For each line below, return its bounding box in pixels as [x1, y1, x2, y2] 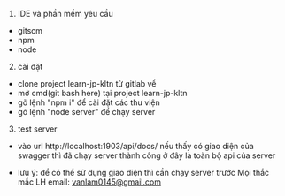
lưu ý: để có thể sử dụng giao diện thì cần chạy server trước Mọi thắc [17, 168, 270, 177]
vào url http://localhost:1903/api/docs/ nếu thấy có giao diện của [17, 141, 254, 151]
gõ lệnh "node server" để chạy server [17, 107, 156, 117]
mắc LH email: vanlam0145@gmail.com [17, 177, 162, 187]
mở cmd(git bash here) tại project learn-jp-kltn [17, 88, 188, 98]
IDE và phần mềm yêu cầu [17, 9, 113, 19]
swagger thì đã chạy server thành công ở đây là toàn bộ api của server [17, 150, 276, 161]
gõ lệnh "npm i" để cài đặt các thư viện [17, 97, 161, 108]
